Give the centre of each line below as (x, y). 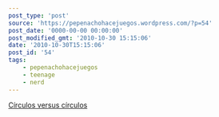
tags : (17, 60)
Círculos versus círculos (48, 105)
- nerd (34, 82)
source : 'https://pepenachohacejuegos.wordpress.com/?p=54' (111, 23)
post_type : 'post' (39, 16)
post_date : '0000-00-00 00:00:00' (66, 30)
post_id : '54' (32, 53)
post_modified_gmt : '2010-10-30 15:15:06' (80, 38)
